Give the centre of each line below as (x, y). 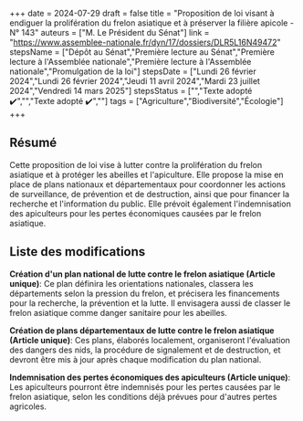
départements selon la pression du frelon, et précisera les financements (145, 293)
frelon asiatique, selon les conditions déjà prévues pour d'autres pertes (143, 396)
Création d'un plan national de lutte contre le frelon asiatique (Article (142, 274)
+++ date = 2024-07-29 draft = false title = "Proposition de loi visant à (142, 13)
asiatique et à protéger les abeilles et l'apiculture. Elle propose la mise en (147, 174)
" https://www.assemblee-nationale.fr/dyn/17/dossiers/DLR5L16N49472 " (145, 42)
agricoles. (28, 406)
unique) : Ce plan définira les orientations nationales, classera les (131, 283)
